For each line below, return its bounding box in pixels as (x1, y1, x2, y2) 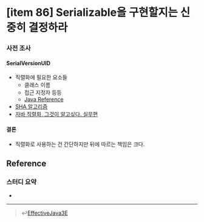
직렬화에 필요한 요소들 (15, 74, 68, 81)
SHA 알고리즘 (15, 103, 48, 110)
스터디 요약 (6, 178, 37, 186)
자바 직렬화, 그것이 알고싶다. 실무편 (15, 111, 98, 118)
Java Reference (24, 95, 64, 103)
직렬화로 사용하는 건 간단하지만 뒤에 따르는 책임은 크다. (15, 140, 145, 148)
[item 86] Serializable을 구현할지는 (6, 5, 178, 19)
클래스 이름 (24, 82, 50, 89)
